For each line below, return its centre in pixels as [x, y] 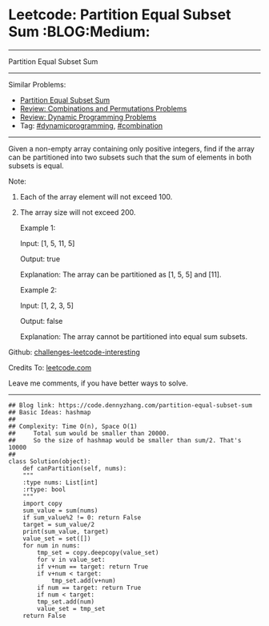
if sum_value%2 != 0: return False [82, 517]
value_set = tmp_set [71, 608]
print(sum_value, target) [66, 531]
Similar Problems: [37, 84]
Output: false [41, 321]
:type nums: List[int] [60, 483]
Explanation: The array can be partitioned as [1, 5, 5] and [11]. [120, 274]
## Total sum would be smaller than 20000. [89, 433]
